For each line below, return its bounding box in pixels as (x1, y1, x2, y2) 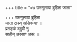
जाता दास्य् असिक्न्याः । (5, 20, 42, 26)
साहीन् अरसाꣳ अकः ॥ (5, 31, 39, 37)
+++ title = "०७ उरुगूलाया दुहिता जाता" (5, 5, 72, 10)
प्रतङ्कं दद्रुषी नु (5, 26, 29, 32)
